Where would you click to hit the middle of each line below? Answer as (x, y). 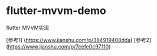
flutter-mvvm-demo (56, 11)
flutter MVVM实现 (28, 27)
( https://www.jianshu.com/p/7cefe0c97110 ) (58, 46)
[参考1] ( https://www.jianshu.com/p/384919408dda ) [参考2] (79, 40)
